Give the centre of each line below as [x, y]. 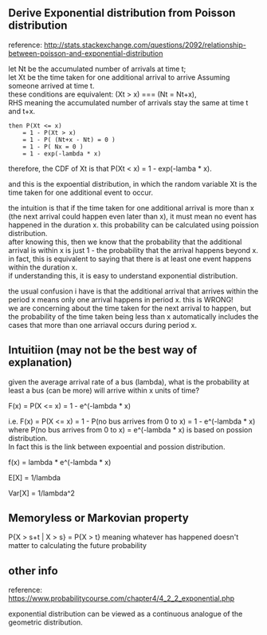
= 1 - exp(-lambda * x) [62, 154]
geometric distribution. [46, 622]
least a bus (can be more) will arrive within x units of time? [104, 390]
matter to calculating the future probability [78, 546]
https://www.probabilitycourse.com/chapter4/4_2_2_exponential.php [122, 598]
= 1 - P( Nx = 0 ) [53, 147]
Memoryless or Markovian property [98, 518]
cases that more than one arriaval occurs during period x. [103, 325]
